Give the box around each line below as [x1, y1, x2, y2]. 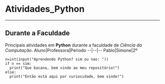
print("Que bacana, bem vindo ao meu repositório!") [9, 65, 120, 70]
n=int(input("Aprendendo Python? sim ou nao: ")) [5, 56, 109, 62]
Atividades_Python [5, 3, 85, 15]
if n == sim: [5, 61, 32, 66]
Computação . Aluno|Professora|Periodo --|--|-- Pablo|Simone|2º [5, 47, 138, 53]
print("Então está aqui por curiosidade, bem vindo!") [9, 74, 124, 79]
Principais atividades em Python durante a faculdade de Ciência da [5, 42, 142, 48]
